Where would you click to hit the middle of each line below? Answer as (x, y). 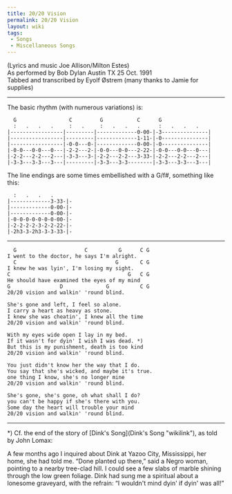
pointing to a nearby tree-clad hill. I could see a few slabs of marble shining (114, 468)
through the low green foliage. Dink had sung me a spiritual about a (103, 476)
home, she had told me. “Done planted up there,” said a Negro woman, (108, 461)
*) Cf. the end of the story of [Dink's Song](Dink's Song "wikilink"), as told (112, 433)
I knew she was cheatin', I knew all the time (75, 317)
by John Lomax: (30, 440)
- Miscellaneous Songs (43, 46)
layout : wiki (26, 26)
